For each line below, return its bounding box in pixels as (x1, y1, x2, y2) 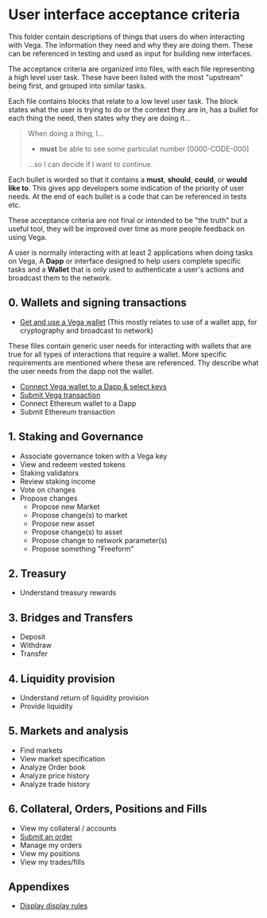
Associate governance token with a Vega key (19, 451, 168, 461)
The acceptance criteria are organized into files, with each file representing (8, 64, 255, 73)
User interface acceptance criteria (8, 6, 241, 24)
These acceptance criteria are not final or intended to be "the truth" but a (8, 215, 248, 225)
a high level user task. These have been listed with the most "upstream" (8, 72, 244, 82)
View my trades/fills (19, 857, 85, 866)
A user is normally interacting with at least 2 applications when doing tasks (8, 248, 253, 257)
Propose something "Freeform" (31, 544, 134, 553)
